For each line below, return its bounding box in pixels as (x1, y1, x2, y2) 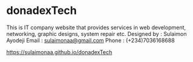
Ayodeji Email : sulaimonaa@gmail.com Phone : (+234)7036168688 (6, 36, 175, 44)
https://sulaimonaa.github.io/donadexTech (6, 48, 113, 55)
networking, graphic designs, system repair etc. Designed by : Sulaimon (6, 30, 187, 37)
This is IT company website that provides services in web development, (6, 24, 186, 31)
